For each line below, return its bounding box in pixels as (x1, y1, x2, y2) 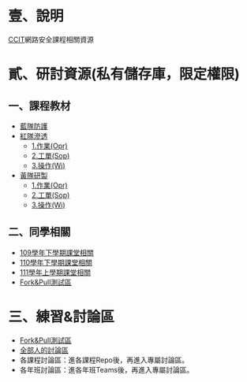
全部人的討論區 (19, 345, 69, 354)
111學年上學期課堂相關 (19, 267, 91, 276)
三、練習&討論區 (8, 308, 114, 325)
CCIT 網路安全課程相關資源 (8, 35, 95, 44)
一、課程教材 (8, 99, 71, 113)
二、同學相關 (8, 225, 71, 239)
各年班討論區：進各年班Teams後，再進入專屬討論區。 (19, 365, 194, 374)
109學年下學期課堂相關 (19, 247, 95, 257)
